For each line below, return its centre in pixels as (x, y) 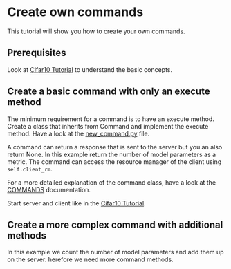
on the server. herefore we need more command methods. (91, 259)
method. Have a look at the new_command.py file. (78, 133)
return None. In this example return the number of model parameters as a (112, 154)
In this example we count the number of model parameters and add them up (115, 252)
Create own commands (75, 12)
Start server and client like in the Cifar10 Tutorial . (77, 203)
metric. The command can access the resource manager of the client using (114, 161)
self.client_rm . (30, 169)
